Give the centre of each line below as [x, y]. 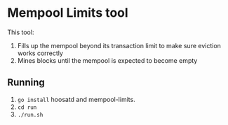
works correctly [40, 53]
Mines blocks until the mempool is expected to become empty [107, 60]
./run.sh [30, 115]
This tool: [21, 32]
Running [26, 83]
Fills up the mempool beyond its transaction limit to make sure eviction [119, 45]
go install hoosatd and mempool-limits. [76, 99]
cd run [27, 107]
